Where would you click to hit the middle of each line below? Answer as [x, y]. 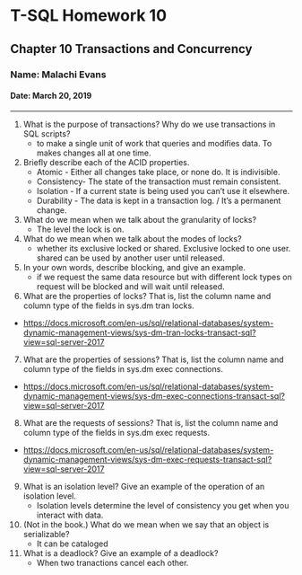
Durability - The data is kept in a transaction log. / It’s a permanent [159, 200]
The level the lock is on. [80, 229]
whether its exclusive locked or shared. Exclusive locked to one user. [164, 248]
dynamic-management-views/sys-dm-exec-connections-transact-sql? [154, 395]
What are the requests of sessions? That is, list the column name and [151, 422]
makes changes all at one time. [94, 153]
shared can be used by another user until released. [130, 258]
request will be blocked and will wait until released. [130, 286]
